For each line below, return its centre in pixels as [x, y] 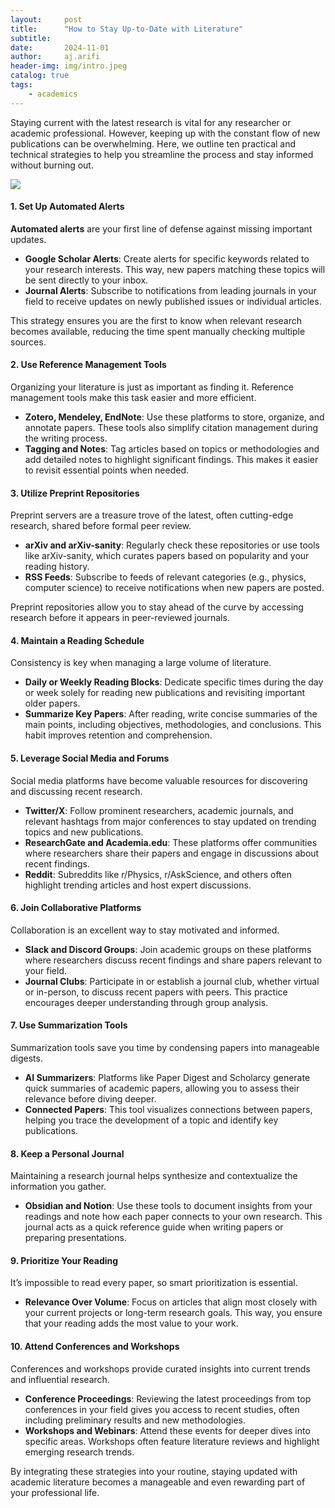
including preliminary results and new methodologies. [135, 1420]
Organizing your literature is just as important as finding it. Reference [152, 387]
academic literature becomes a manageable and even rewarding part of [158, 1482]
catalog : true [40, 76]
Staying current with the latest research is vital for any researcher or [151, 122]
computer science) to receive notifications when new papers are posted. [174, 588]
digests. [26, 1058]
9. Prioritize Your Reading [64, 1260]
